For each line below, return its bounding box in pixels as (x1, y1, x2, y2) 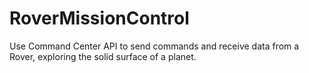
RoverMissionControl (9, 7, 190, 30)
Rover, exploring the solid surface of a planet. (9, 50, 197, 62)
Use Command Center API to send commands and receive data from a (9, 40, 300, 52)
